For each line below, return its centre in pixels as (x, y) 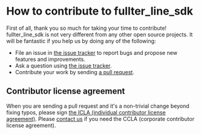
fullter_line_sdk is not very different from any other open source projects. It (100, 34)
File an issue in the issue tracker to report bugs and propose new (96, 52)
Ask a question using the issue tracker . (63, 66)
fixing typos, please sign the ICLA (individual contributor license (86, 112)
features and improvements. (50, 59)
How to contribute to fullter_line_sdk (100, 11)
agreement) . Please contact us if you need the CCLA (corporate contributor (100, 119)
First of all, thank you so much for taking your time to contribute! (87, 28)
